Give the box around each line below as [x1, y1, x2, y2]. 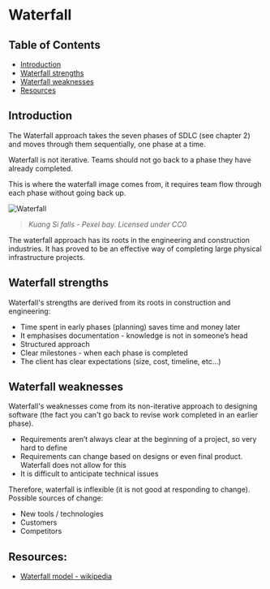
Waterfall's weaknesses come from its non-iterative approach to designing [8, 401, 258, 411]
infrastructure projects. [8, 252, 85, 262]
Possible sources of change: [8, 493, 104, 503]
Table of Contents [8, 38, 101, 52]
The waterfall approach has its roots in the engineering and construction [8, 235, 250, 245]
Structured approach [19, 339, 91, 349]
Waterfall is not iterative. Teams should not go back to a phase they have [8, 154, 251, 164]
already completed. [8, 163, 73, 173]
